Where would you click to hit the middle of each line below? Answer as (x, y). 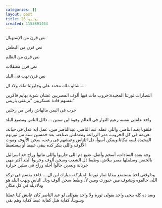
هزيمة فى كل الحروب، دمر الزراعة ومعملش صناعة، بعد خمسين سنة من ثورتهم (78, 135)
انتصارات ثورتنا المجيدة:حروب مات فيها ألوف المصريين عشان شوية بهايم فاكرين (79, 95)
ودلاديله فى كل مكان (25, 185)
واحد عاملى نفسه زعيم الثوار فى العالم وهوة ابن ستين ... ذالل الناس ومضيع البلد (79, 120)
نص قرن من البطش (24, 47)
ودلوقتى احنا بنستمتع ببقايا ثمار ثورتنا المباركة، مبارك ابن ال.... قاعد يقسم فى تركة (80, 175)
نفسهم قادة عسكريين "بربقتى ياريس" (40, 101)
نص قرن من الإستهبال (26, 38)
